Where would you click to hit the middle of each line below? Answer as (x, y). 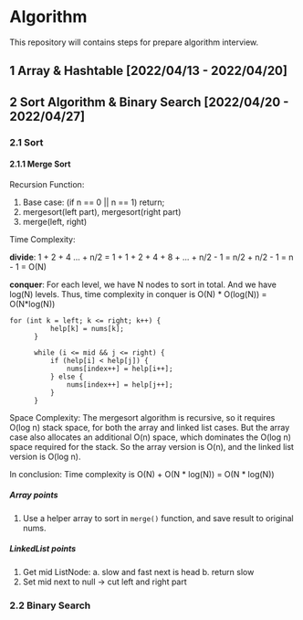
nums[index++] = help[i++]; (120, 369)
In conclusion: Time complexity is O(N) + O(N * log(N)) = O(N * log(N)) (142, 474)
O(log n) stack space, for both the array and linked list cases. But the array (150, 427)
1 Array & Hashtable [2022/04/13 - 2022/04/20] (148, 71)
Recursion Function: (47, 184)
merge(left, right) (55, 221)
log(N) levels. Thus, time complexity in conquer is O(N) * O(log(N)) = (138, 294)
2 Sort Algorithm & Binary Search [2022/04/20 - (149, 102)
